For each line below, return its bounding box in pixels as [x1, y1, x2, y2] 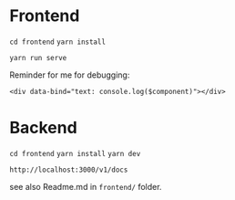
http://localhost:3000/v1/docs [9, 165, 128, 174]
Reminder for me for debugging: [9, 69, 130, 80]
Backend [9, 118, 77, 138]
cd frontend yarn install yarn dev [9, 149, 141, 158]
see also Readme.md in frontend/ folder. [9, 181, 162, 192]
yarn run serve [9, 53, 67, 62]
